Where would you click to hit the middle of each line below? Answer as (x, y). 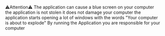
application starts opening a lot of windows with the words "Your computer (82, 18)
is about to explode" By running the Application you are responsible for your (83, 23)
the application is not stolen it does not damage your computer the (73, 12)
